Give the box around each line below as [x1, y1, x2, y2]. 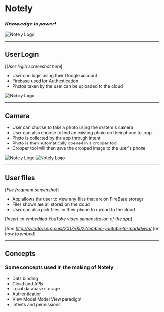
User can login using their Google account [12, 73, 98, 79]
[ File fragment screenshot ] [5, 187, 59, 192]
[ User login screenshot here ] [5, 63, 63, 69]
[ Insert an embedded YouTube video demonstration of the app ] [5, 216, 133, 222]
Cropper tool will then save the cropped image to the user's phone [12, 145, 146, 151]
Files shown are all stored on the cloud [12, 201, 90, 207]
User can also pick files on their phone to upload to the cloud [12, 206, 135, 212]
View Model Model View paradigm [12, 296, 82, 302]
